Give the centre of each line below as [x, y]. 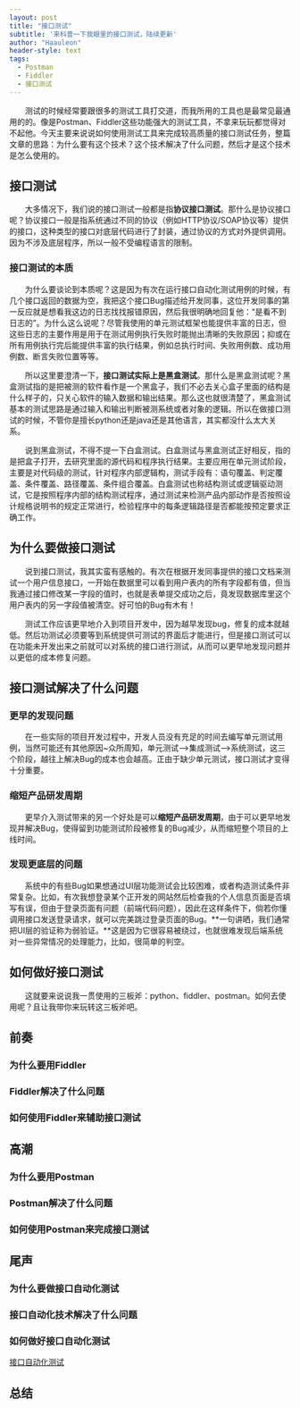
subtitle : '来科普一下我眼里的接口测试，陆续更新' [93, 34]
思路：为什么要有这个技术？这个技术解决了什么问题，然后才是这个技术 [162, 144]
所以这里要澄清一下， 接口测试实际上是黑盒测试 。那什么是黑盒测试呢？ [154, 375]
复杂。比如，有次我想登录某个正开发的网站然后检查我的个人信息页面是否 [150, 897]
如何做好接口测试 [56, 972]
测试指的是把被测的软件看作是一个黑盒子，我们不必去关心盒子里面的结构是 [154, 386]
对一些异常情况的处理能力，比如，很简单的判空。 [99, 941]
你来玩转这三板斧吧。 [103, 1007]
